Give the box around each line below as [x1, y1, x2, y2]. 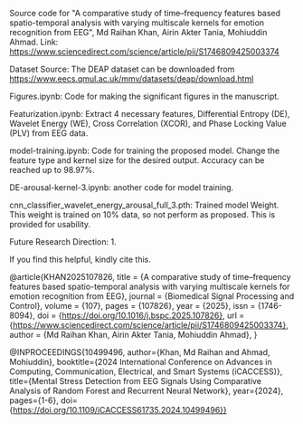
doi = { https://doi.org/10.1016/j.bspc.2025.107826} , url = [37, 310, 245, 321]
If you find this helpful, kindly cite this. [9, 254, 152, 265]
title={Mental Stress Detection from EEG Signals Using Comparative [9, 376, 262, 386]
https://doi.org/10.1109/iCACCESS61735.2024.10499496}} [12, 405, 228, 415]
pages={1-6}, [9, 395, 59, 406]
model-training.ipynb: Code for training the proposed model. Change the [9, 145, 280, 156]
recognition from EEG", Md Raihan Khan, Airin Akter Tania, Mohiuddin [9, 27, 268, 37]
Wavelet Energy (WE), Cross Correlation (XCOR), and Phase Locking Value [9, 118, 287, 129]
